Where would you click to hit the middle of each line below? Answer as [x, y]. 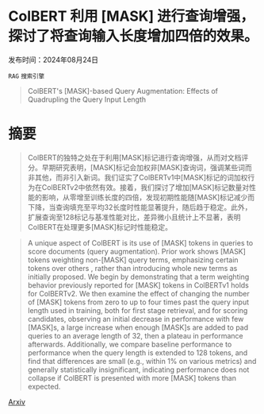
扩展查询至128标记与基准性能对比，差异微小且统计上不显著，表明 [134, 217]
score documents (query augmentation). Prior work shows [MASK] [136, 251]
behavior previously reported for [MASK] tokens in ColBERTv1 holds [138, 285]
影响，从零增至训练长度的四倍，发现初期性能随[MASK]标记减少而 [148, 197]
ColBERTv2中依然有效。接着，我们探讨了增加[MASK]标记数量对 [145, 187]
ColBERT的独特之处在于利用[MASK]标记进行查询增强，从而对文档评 [138, 157]
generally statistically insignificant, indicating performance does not [138, 370]
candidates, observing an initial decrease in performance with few [136, 319]
